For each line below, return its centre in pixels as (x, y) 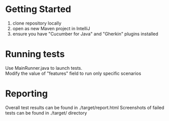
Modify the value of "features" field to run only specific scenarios (73, 73)
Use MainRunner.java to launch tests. (44, 68)
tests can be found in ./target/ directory (46, 113)
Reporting (26, 94)
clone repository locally (37, 23)
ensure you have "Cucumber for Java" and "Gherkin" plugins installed (85, 34)
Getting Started (38, 9)
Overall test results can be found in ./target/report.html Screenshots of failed (85, 107)
